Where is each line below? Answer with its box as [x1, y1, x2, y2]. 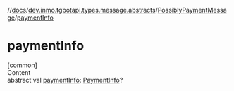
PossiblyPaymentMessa [157, 6, 227, 14]
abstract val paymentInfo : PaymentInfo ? [7, 76, 123, 84]
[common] [7, 61, 37, 69]
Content [7, 68, 31, 76]
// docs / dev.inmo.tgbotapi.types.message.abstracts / [7, 6, 159, 14]
